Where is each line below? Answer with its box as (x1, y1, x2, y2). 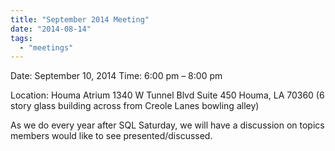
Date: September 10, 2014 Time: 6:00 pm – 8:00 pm (10, 70, 223, 82)
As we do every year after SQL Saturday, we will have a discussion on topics (10, 119, 325, 131)
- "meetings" (19, 42, 74, 53)
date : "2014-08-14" (10, 24, 92, 34)
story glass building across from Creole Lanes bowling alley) (10, 100, 260, 112)
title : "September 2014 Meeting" (10, 14, 150, 25)
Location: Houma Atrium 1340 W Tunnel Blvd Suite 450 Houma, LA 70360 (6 (10, 89, 325, 101)
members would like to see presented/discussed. (10, 130, 213, 142)
